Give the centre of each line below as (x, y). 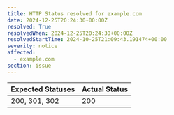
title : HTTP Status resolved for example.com (74, 14)
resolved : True (29, 26)
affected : (22, 53)
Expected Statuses (43, 89)
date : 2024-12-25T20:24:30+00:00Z (58, 20)
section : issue (29, 66)
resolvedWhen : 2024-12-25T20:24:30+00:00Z (70, 33)
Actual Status (104, 89)
